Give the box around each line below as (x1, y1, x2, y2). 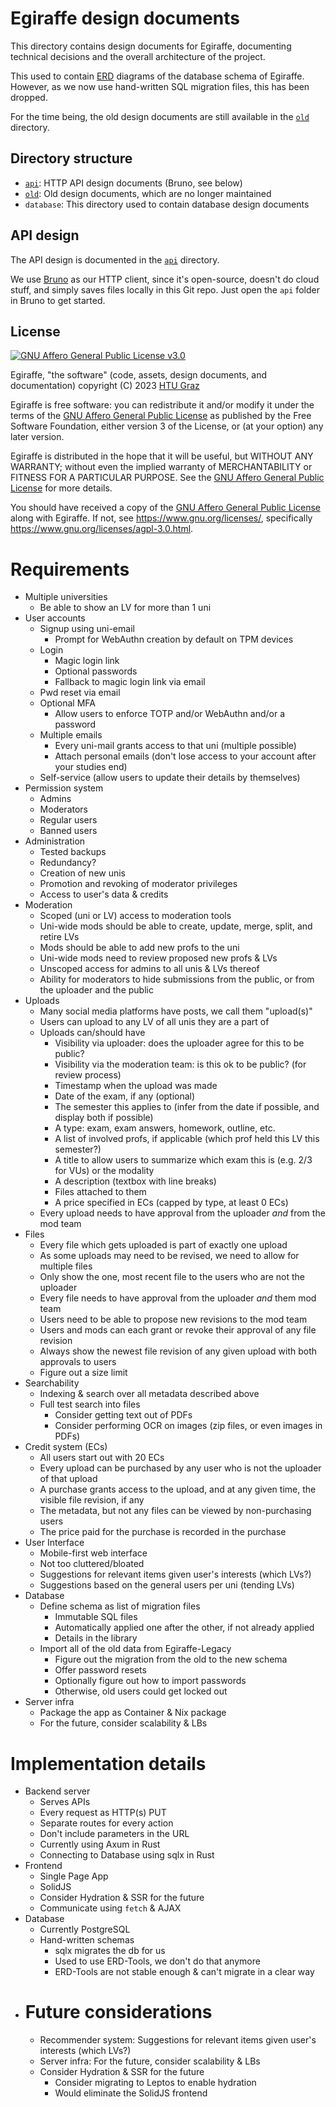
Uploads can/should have (39, 1027, 146, 1039)
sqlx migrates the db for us (54, 1945, 166, 1957)
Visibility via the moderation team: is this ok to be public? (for (54, 1058, 307, 1071)
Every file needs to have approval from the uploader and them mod (39, 1292, 317, 1304)
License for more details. (10, 482, 113, 494)
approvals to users (39, 1356, 117, 1368)
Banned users (39, 825, 98, 837)
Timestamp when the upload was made (54, 1080, 218, 1092)
